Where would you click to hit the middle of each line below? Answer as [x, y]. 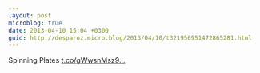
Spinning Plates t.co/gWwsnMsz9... [67, 60]
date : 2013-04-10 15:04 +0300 [59, 30]
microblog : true [35, 23]
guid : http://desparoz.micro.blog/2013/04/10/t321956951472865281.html [130, 38]
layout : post [30, 15]
